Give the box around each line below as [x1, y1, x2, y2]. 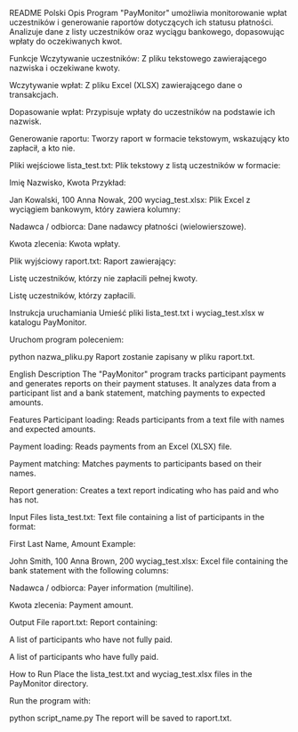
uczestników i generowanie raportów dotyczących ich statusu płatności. [9, 17, 274, 28]
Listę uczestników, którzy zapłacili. [9, 290, 136, 301]
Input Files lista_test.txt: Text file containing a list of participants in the [9, 512, 265, 522]
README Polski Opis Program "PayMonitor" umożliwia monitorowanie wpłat [9, 8, 287, 18]
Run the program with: [9, 695, 92, 706]
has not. [9, 494, 39, 505]
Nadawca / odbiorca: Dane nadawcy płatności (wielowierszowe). [9, 222, 247, 232]
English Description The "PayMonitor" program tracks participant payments [9, 369, 286, 379]
